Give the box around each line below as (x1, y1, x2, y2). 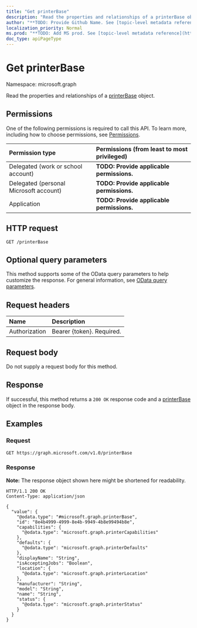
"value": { (11, 509, 38, 515)
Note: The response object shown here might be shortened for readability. (6, 477, 186, 484)
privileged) (96, 152, 128, 161)
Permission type (9, 148, 56, 156)
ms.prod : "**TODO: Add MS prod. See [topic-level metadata (6, 31, 154, 36)
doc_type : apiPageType (6, 36, 62, 42)
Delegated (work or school (9, 162, 83, 171)
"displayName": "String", (16, 555, 80, 561)
